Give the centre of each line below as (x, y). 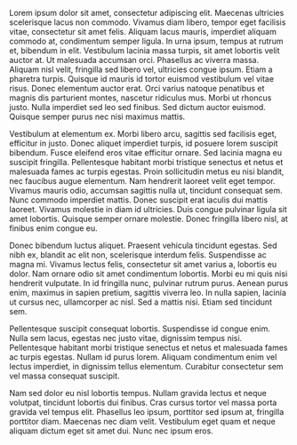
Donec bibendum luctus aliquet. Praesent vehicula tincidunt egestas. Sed (143, 245)
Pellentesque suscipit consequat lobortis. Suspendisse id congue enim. (140, 329)
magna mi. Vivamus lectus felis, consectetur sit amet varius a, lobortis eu (143, 264)
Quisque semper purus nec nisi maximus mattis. (97, 116)
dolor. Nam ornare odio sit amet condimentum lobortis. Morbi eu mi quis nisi (148, 274)
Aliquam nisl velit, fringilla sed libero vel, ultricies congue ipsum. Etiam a (141, 69)
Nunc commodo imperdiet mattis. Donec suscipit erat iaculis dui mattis (139, 200)
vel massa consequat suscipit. (64, 376)
